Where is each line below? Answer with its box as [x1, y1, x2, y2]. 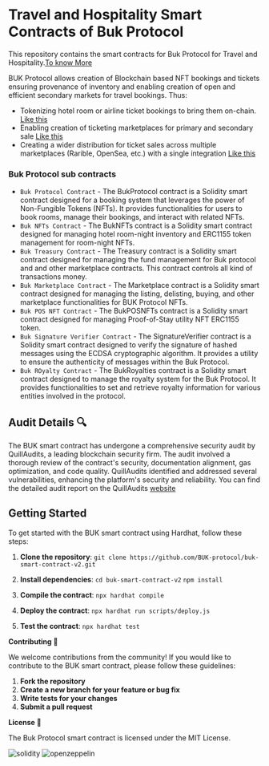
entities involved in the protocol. [19, 391, 126, 401]
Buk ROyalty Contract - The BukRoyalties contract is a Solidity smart [19, 366, 247, 375]
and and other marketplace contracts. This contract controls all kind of [19, 263, 253, 274]
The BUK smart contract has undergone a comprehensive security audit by [8, 441, 256, 451]
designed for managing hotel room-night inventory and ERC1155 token [19, 229, 251, 239]
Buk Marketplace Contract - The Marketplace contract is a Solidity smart [19, 281, 260, 290]
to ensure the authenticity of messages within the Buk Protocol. [19, 357, 230, 367]
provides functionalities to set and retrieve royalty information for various [19, 383, 261, 392]
